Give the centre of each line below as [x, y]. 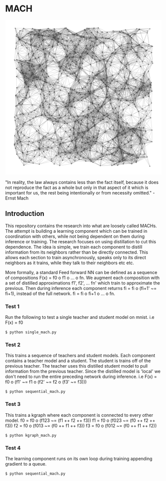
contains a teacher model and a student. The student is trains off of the [78, 361]
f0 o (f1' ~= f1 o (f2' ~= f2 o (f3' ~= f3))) [46, 382]
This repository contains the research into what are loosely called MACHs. [81, 226]
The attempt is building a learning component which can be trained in [76, 231]
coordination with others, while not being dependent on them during [75, 236]
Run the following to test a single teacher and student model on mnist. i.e [80, 317]
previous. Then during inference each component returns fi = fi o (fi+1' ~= [81, 288]
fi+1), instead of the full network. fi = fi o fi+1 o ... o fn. [60, 293]
